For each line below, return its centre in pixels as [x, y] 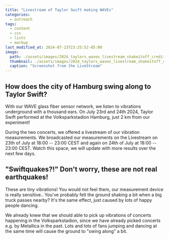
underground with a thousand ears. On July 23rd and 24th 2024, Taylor [79, 112]
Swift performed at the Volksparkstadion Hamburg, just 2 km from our [77, 117]
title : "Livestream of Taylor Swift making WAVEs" [59, 10]
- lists [18, 38]
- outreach [21, 19]
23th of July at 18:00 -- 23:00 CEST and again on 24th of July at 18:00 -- [81, 143]
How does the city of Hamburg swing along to [78, 86]
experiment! [18, 122]
